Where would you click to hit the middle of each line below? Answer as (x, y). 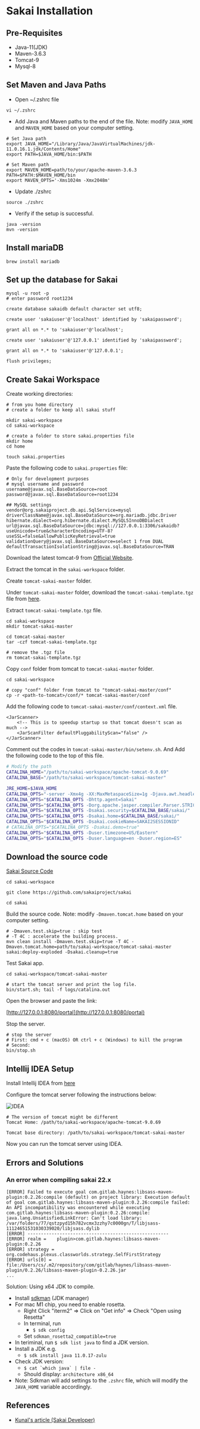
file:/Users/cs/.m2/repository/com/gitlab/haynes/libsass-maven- (89, 1265)
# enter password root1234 (40, 299)
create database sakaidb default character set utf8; (74, 309)
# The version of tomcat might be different (62, 1117)
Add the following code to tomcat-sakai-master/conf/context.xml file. (92, 706)
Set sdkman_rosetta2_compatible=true (70, 1336)
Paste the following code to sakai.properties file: (67, 468)
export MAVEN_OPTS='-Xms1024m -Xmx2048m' (58, 180)
